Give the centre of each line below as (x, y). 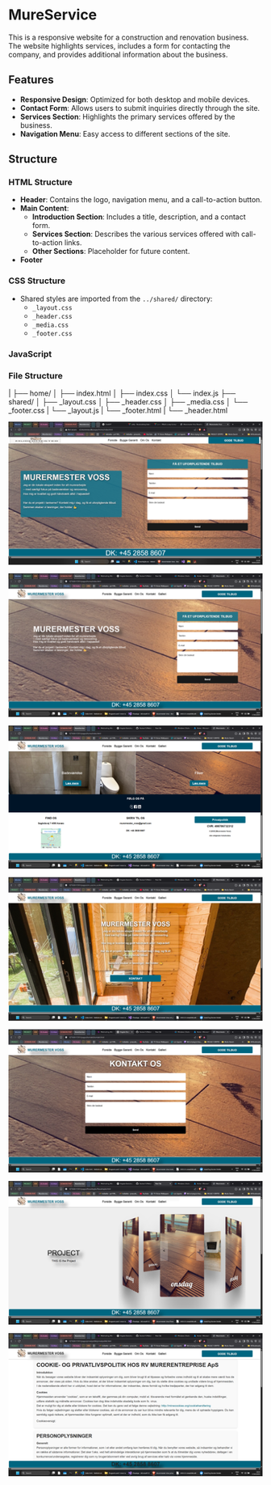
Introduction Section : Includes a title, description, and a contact (139, 217)
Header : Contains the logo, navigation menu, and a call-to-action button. (141, 200)
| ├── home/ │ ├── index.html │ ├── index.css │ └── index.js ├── (122, 393)
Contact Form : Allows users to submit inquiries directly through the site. (140, 108)
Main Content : (44, 209)
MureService (53, 15)
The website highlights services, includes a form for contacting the (119, 45)
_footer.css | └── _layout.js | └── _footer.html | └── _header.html (118, 410)
